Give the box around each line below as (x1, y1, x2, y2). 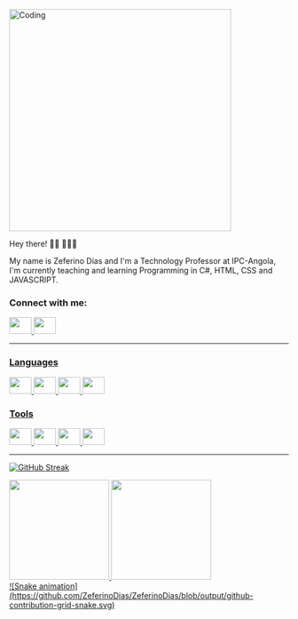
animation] (38, 581, 78, 591)
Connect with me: (9, 297, 88, 309)
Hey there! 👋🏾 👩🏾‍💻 (9, 239, 78, 249)
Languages (9, 356, 59, 369)
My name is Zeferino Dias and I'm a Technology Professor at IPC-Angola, (9, 256, 277, 266)
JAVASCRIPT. (9, 274, 59, 285)
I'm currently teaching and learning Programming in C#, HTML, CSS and (9, 266, 273, 275)
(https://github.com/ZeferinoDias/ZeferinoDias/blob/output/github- (9, 590, 255, 600)
